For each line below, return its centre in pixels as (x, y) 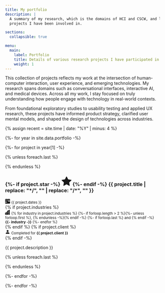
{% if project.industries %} (32, 207)
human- (145, 78)
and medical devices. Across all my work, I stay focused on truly (70, 94)
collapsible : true (28, 37)
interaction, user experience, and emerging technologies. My (87, 83)
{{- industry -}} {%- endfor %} (31, 222)
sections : (15, 33)
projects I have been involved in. (46, 23)
